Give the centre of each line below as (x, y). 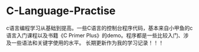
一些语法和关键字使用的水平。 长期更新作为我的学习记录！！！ (87, 43)
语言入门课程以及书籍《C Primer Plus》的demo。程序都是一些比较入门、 (95, 35)
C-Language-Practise (61, 11)
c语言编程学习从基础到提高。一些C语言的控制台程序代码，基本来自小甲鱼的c (99, 28)
